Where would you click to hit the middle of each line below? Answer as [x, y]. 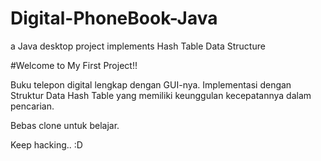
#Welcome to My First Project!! [74, 65]
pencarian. [32, 106]
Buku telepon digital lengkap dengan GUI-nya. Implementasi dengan [151, 84]
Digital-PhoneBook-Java [114, 18]
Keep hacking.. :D [46, 144]
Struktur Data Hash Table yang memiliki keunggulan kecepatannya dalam [161, 95]
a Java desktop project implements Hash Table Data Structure [138, 46]
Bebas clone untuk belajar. [65, 125]
